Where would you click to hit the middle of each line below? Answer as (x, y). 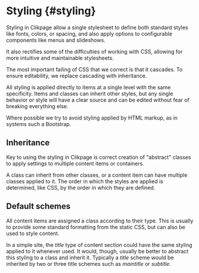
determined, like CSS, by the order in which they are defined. (81, 187)
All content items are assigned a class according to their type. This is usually (100, 221)
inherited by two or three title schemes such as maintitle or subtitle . (89, 263)
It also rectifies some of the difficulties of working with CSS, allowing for (94, 51)
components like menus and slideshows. (56, 40)
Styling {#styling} (51, 11)
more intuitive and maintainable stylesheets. (60, 58)
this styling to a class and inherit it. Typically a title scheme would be (90, 258)
